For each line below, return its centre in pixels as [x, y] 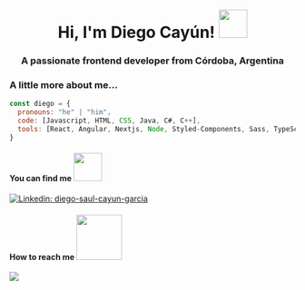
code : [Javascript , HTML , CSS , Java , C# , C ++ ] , [109, 121]
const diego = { [40, 104]
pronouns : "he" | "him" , [64, 112]
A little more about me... [64, 85]
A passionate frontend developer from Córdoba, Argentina [152, 61]
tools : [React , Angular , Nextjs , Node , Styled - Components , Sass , [144, 130]
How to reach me [42, 256]
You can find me [41, 179]
